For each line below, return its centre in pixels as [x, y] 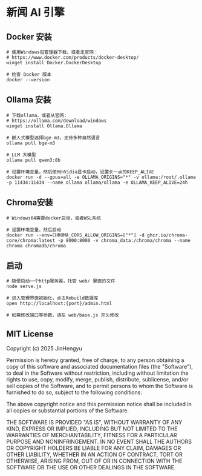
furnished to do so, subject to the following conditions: [74, 392]
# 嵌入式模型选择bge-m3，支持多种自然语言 [53, 138]
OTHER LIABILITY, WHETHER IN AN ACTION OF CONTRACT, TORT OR [94, 455]
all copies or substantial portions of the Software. [67, 411]
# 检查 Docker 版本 [29, 75]
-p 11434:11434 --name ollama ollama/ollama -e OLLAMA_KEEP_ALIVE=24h [97, 183]
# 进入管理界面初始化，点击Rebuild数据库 [52, 298]
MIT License [30, 334]
